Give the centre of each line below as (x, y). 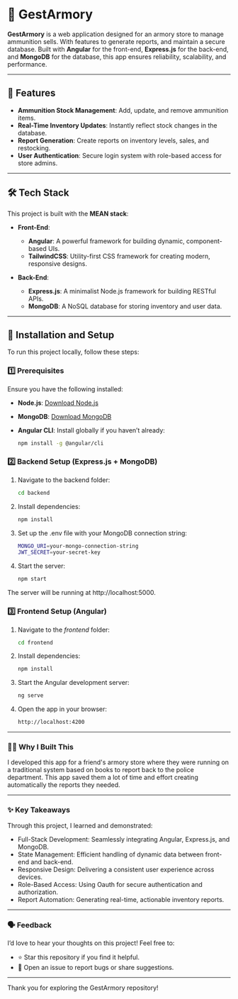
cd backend (34, 493)
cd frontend (35, 642)
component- (205, 241)
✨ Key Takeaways (39, 810)
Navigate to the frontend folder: (63, 630)
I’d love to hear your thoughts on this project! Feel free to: (91, 943)
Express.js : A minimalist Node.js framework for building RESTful (122, 291)
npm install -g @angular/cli (61, 443)
